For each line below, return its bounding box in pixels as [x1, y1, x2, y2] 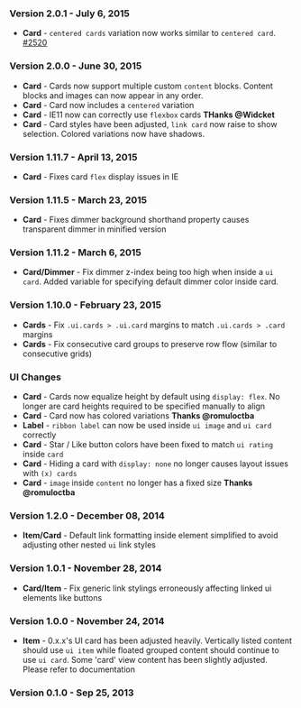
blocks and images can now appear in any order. [22, 89, 204, 101]
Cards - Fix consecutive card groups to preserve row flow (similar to [22, 338, 278, 349]
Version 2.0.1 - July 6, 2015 [9, 7, 131, 20]
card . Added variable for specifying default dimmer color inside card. [22, 276, 279, 287]
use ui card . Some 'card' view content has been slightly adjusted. [22, 654, 268, 665]
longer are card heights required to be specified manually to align [22, 400, 266, 412]
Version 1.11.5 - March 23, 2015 [9, 193, 147, 206]
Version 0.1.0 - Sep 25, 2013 [9, 686, 134, 699]
